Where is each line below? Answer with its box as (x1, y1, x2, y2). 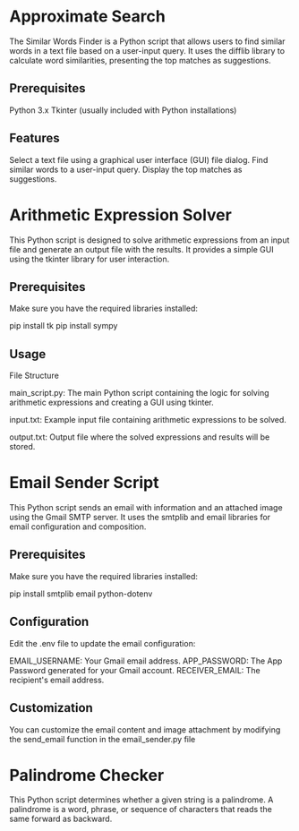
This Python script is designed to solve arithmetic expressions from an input (9, 235, 290, 245)
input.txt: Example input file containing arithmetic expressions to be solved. (9, 415, 286, 425)
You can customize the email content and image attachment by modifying (9, 724, 281, 735)
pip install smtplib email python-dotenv (9, 588, 153, 599)
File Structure (9, 370, 60, 381)
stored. (9, 441, 36, 452)
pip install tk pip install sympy (9, 321, 118, 331)
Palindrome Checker (9, 765, 165, 785)
